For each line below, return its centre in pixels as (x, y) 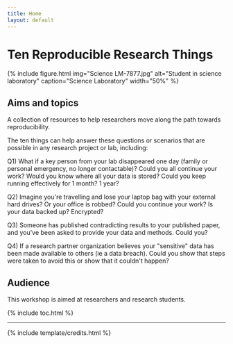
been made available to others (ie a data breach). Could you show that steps (116, 254)
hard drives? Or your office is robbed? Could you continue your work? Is (110, 204)
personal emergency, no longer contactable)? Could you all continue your (112, 169)
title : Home (24, 14)
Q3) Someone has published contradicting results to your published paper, (114, 225)
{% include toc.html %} (41, 313)
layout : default (31, 20)
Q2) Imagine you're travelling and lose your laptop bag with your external (112, 197)
